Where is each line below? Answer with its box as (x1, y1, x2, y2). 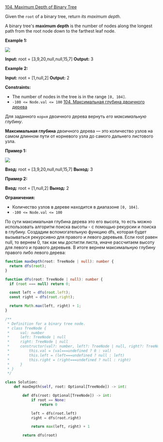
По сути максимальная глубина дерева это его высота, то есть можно (5, 219, 152, 224)
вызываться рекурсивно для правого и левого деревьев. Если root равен (5, 234, 158, 240)
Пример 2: (5, 176, 28, 181)
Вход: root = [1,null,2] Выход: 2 (5, 185, 69, 191)
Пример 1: (5, 148, 27, 154)
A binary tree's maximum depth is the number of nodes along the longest (5, 23, 153, 29)
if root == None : (31, 397, 66, 403)
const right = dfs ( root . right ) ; (9, 295, 75, 300)
